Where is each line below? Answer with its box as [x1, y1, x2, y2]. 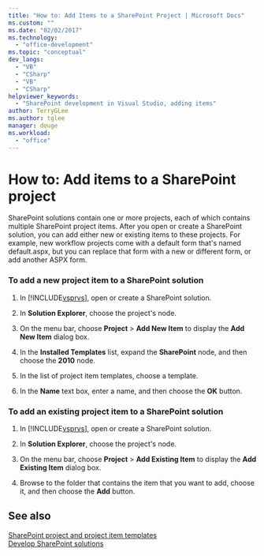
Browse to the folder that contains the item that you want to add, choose [19, 479, 255, 488]
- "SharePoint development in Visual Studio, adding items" [15, 100, 217, 107]
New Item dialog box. [19, 332, 90, 341]
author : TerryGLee [8, 107, 69, 115]
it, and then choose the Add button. [19, 486, 136, 496]
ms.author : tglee [8, 115, 65, 122]
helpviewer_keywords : [8, 92, 80, 100]
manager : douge [8, 122, 58, 130]
